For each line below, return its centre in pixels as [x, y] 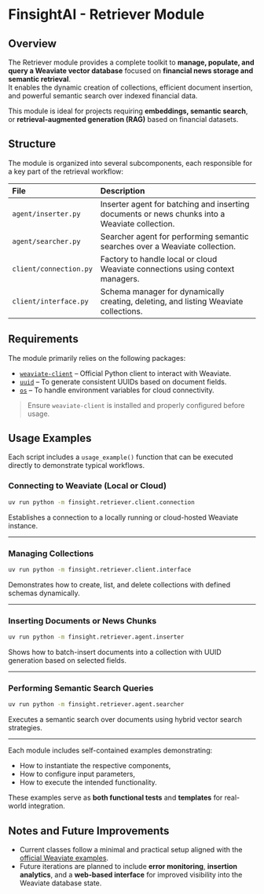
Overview [33, 44]
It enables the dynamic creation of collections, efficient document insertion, [130, 87]
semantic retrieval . [39, 79]
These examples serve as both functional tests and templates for [115, 798]
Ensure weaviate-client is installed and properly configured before [136, 405]
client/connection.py [52, 269]
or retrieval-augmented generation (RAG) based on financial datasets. [123, 119]
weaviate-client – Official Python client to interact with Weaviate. [125, 373]
